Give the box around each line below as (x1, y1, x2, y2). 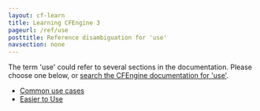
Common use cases (19, 86, 85, 95)
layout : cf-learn (8, 11, 65, 20)
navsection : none (8, 41, 65, 49)
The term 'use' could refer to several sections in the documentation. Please (8, 62, 253, 72)
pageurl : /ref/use (8, 26, 69, 34)
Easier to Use (19, 94, 63, 104)
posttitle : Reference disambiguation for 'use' (8, 33, 168, 42)
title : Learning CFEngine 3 (8, 19, 101, 27)
